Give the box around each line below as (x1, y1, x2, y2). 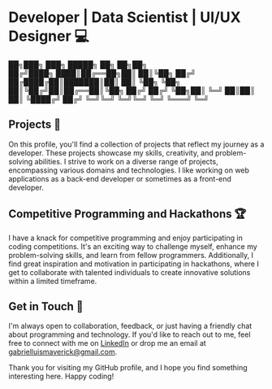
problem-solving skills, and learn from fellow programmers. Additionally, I (8, 250, 254, 260)
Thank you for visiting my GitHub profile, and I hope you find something (8, 363, 248, 373)
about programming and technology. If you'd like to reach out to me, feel (8, 330, 251, 339)
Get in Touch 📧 (8, 299, 84, 313)
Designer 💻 (8, 27, 89, 46)
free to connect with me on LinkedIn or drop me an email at (8, 339, 207, 348)
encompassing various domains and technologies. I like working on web (8, 165, 250, 175)
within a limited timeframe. (8, 276, 97, 286)
